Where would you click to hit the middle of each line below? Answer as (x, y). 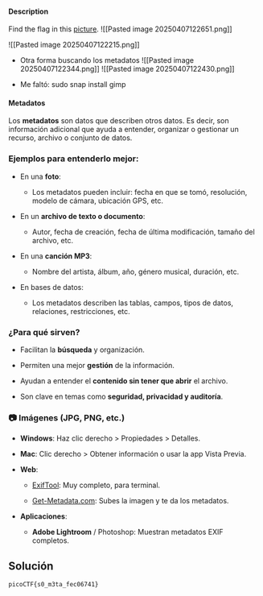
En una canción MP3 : (56, 256)
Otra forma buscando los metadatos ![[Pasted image (107, 60)
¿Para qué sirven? (44, 332)
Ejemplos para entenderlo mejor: (74, 159)
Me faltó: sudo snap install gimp (73, 85)
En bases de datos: (52, 287)
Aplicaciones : (43, 516)
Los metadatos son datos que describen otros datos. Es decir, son (119, 121)
